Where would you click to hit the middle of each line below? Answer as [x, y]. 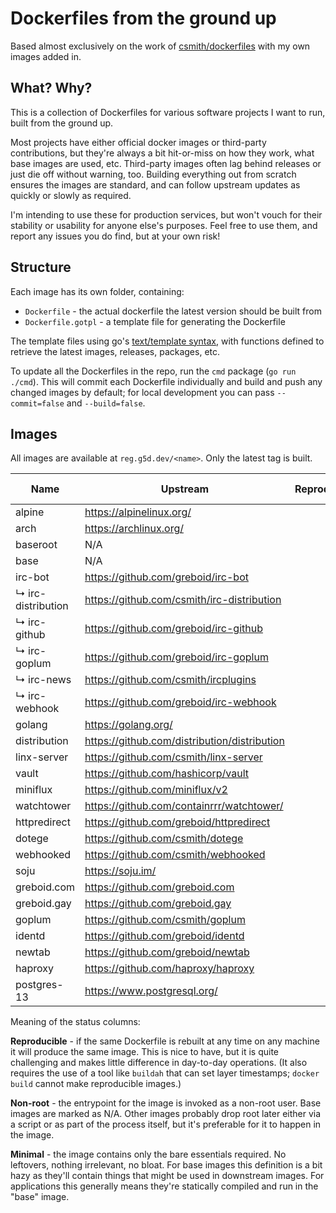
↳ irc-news [43, 680]
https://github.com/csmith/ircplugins [170, 680]
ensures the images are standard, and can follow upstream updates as [155, 184]
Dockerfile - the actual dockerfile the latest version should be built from [173, 311]
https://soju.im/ [120, 871]
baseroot [36, 545]
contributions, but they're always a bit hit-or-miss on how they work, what [162, 153]
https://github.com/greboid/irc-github [173, 629]
